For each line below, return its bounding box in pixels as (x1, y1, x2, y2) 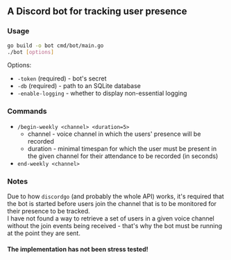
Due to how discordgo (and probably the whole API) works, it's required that (7, 192, 224, 200)
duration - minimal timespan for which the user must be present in (27, 144, 217, 153)
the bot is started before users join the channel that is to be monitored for (7, 200, 217, 208)
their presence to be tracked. (7, 207, 90, 216)
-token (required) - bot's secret (17, 74, 107, 83)
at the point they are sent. (7, 229, 81, 238)
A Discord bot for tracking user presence (7, 6, 187, 17)
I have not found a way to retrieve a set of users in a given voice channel (7, 214, 215, 223)
